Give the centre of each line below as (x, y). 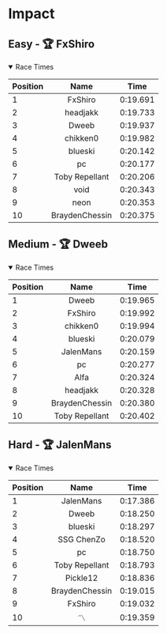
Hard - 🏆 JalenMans (60, 445)
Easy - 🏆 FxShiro (52, 44)
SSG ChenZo (82, 539)
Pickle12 (82, 578)
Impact (32, 14)
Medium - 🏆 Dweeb (58, 245)
